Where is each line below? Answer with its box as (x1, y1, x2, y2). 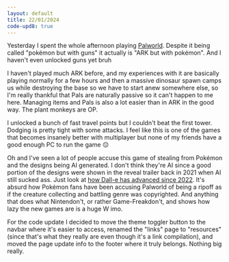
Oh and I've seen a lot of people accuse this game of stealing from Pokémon (7, 154, 223, 162)
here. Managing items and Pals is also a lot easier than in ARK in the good (7, 99, 214, 107)
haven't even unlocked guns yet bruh (7, 56, 112, 64)
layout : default (7, 10, 53, 17)
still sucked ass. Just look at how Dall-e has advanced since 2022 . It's (7, 176, 205, 184)
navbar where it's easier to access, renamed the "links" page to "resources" (7, 225, 222, 233)
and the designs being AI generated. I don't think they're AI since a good (7, 161, 212, 170)
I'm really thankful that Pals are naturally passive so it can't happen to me (7, 91, 213, 99)
